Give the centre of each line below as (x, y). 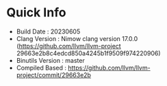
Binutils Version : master (50, 60)
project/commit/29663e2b (54, 75)
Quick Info (36, 13)
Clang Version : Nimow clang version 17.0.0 (77, 38)
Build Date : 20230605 (48, 31)
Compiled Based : (41, 68)
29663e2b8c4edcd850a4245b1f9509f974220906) (89, 53)
